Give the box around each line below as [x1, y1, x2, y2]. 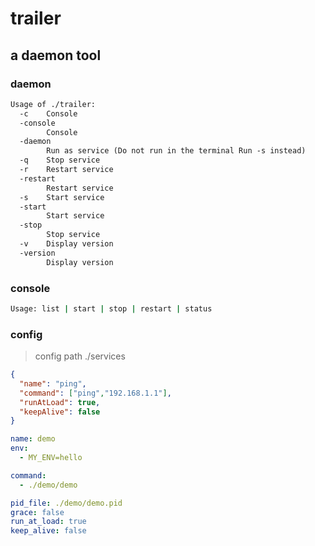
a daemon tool [10, 47, 102, 64]
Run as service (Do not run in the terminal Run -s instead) [46, 146, 307, 156]
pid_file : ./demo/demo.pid [10, 498, 123, 508]
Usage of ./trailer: [10, 99, 97, 109]
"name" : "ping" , [19, 378, 87, 389]
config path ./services [34, 350, 126, 362]
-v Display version [19, 239, 114, 249]
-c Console [19, 108, 78, 119]
